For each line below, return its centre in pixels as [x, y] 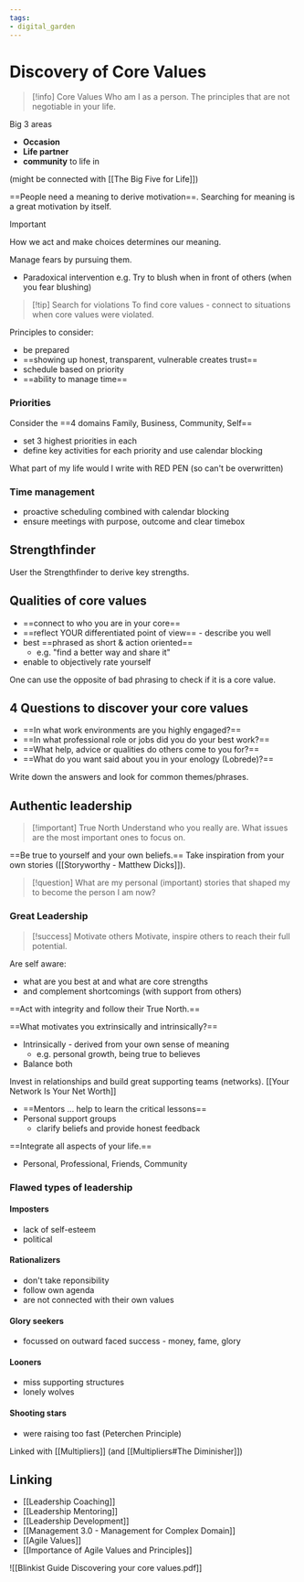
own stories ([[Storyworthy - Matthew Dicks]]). [97, 865]
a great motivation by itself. [61, 207]
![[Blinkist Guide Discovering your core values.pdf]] [106, 1568]
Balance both [47, 1064]
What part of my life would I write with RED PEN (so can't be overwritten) [147, 468]
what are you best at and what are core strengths [115, 981]
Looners [26, 1362]
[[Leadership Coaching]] [69, 1502]
